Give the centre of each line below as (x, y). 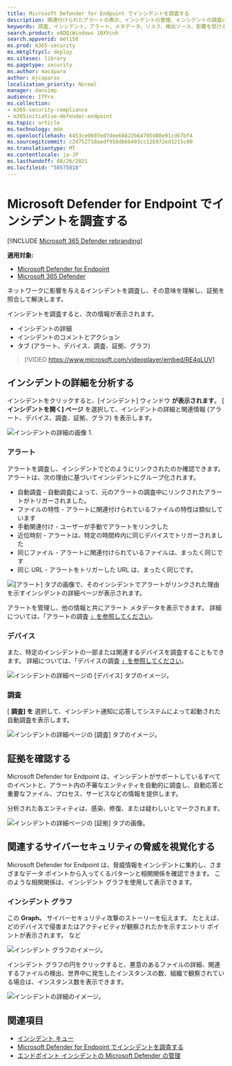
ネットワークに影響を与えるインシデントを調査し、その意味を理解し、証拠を (116, 290)
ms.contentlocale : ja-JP (43, 155)
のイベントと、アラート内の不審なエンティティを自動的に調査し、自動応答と (116, 785)
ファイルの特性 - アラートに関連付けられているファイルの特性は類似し (117, 509)
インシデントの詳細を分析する (71, 383)
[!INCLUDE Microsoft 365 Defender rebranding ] (75, 241)
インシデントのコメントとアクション (69, 337)
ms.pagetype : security (40, 65)
